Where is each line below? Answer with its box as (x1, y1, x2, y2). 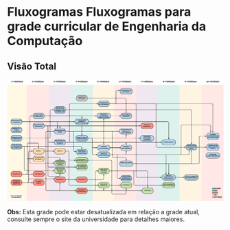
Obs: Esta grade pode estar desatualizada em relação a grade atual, (7, 207, 200, 216)
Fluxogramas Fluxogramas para (7, 4, 192, 20)
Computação (7, 34, 83, 49)
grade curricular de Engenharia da (7, 18, 207, 34)
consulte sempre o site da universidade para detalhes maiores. (7, 215, 185, 223)
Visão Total (7, 60, 57, 72)
